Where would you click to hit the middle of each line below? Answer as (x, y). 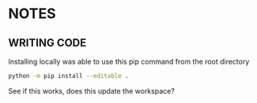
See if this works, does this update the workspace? (92, 90)
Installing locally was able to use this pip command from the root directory (129, 61)
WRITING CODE (47, 43)
